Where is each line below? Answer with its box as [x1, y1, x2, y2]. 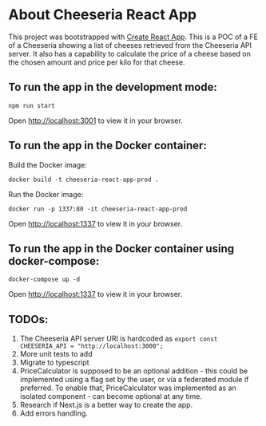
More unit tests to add [19, 349, 93, 359]
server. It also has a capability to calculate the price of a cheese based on [8, 49, 252, 58]
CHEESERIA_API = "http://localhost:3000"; [19, 342, 164, 350]
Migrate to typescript [19, 357, 89, 368]
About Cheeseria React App [8, 6, 197, 24]
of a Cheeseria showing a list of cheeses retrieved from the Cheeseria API [8, 40, 252, 49]
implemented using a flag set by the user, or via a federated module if [19, 375, 249, 385]
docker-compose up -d [8, 275, 81, 284]
